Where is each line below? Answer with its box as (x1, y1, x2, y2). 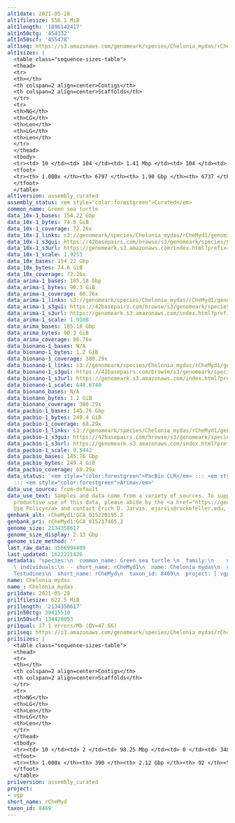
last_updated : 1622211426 (7, 551, 83, 558)
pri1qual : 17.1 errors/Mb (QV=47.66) (7, 623, 117, 630)
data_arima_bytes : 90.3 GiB (7, 329, 90, 336)
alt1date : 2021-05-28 (7, 10, 71, 18)
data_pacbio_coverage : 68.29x (7, 466, 96, 473)
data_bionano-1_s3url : (7, 375, 73, 382)
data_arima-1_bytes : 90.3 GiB (7, 284, 96, 291)
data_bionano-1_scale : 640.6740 (7, 381, 101, 389)
